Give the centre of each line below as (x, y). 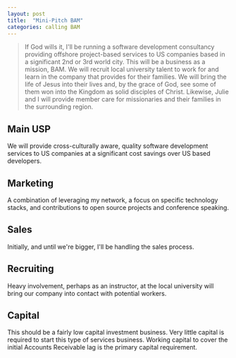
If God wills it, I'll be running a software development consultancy (119, 47)
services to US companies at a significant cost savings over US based (109, 154)
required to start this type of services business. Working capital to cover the (118, 340)
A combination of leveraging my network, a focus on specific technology (113, 200)
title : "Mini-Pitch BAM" (45, 20)
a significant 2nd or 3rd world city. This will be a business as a (115, 62)
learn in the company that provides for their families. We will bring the (125, 77)
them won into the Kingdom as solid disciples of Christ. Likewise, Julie (126, 92)
